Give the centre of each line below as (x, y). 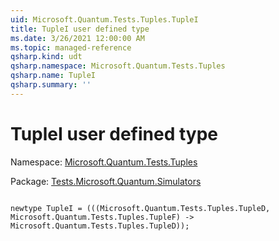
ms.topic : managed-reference (71, 47)
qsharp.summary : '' (51, 85)
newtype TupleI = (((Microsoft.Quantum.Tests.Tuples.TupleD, (140, 208)
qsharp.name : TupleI (53, 76)
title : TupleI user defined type (80, 29)
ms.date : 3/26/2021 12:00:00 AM (77, 38)
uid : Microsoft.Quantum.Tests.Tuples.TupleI (104, 19)
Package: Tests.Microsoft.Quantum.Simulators (106, 181)
